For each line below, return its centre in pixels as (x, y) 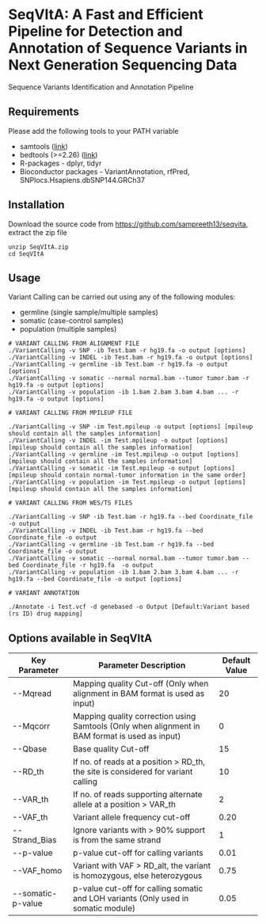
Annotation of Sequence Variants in (128, 48)
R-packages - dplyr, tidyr (61, 163)
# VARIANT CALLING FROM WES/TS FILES (70, 503)
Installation (36, 205)
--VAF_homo (37, 871)
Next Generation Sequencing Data (123, 65)
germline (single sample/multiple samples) (89, 312)
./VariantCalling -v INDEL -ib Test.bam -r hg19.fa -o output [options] (131, 358)
